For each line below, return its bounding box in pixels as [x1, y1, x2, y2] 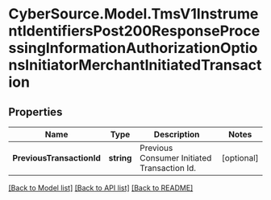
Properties [8, 105, 63, 119]
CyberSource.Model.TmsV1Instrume [8, 5, 259, 23]
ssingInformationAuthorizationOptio [8, 39, 258, 57]
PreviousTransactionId [12, 153, 101, 163]
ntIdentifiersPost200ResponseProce [8, 22, 261, 40]
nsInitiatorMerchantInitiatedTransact [8, 56, 262, 75]
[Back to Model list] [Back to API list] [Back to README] [8, 183, 194, 193]
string [108, 153, 132, 163]
